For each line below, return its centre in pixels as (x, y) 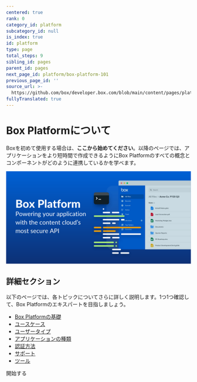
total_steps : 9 (25, 56)
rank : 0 (16, 18)
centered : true (25, 12)
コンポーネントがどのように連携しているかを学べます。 (73, 163)
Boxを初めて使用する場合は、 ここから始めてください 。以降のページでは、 (95, 148)
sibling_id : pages (28, 62)
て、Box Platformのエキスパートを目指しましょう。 (67, 304)
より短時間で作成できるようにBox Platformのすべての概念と (118, 155)
